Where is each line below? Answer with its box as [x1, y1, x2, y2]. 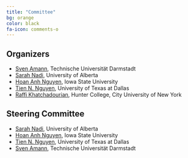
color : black [6, 20, 40, 26]
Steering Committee [6, 108, 85, 119]
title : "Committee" [6, 9, 56, 15]
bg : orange [6, 15, 34, 21]
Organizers [6, 48, 50, 59]
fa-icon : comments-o [6, 26, 59, 32]
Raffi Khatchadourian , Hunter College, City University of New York [15, 91, 182, 99]
